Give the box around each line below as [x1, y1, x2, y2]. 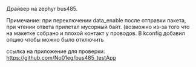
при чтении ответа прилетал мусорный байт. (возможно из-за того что [6, 24, 190, 30]
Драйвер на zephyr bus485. [6, 5, 78, 12]
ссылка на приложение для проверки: [6, 48, 105, 55]
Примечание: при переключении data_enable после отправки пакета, [6, 17, 186, 24]
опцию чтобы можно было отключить [6, 36, 104, 43]
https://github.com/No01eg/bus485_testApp [6, 54, 117, 61]
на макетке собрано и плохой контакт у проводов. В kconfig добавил [6, 30, 186, 37]
